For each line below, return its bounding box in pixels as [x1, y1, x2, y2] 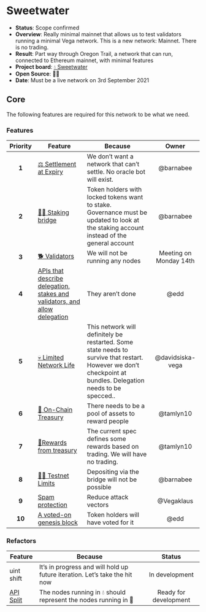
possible [86, 483, 112, 492]
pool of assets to [86, 409, 135, 418]
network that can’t [86, 160, 140, 169]
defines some [86, 435, 127, 443]
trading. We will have [86, 450, 147, 459]
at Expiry [37, 168, 63, 176]
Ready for [157, 588, 186, 597]
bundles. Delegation [86, 376, 145, 385]
